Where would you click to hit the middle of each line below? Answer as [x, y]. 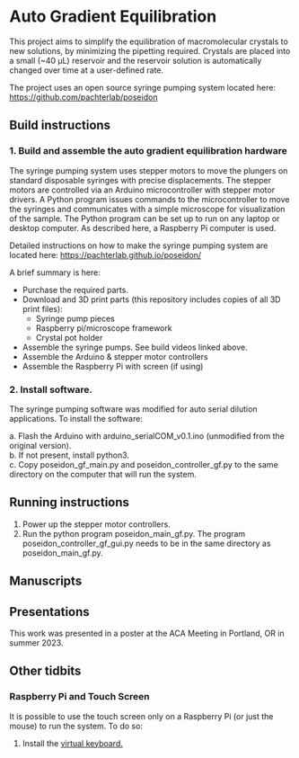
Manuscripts [46, 581]
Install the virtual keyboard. [73, 743]
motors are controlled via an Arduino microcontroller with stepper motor [142, 190]
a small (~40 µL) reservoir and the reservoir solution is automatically [136, 60]
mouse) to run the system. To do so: [76, 726]
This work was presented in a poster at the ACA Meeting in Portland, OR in [147, 633]
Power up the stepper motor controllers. [96, 524]
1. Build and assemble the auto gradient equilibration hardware [148, 151]
